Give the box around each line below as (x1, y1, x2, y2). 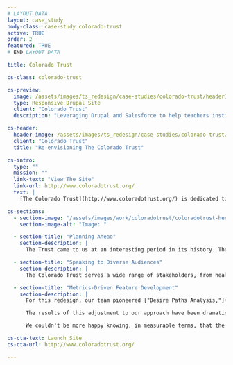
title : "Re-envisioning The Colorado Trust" (13, 144, 144, 151)
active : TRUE (7, 29, 45, 37)
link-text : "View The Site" (13, 176, 95, 183)
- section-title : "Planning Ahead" (13, 233, 116, 240)
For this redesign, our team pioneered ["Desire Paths (25, 297, 188, 304)
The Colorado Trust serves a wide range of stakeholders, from (25, 271, 213, 278)
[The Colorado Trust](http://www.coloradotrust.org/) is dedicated (19, 195, 218, 202)
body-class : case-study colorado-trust (7, 23, 123, 30)
